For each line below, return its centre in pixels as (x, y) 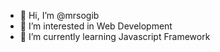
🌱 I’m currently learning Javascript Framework (115, 36)
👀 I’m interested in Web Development (96, 26)
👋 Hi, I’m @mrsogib (59, 15)
